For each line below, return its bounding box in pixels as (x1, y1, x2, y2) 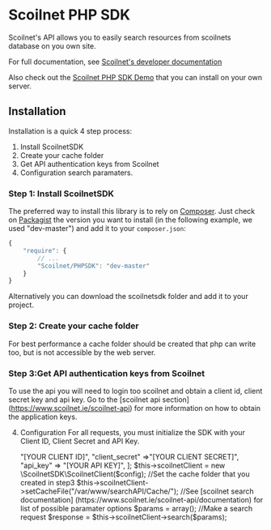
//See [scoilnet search (180, 486, 254, 496)
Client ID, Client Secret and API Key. (19, 436, 140, 446)
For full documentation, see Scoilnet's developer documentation (8, 57, 222, 66)
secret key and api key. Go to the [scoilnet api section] (8, 395, 190, 404)
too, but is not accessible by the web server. (8, 347, 156, 357)
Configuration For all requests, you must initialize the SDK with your (19, 427, 245, 437)
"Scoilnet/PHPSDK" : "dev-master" (37, 262, 150, 270)
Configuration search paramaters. (19, 168, 133, 177)
